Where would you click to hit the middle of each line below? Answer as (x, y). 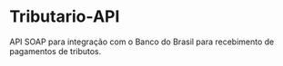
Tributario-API (65, 17)
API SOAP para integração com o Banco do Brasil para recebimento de (142, 42)
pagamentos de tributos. (56, 51)
